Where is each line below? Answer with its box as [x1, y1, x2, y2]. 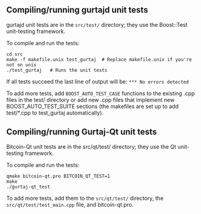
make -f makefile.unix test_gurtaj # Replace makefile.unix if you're [6, 56, 192, 63]
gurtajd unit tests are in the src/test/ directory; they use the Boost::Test [6, 21, 188, 28]
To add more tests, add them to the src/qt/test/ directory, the [6, 194, 164, 202]
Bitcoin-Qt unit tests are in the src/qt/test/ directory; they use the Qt [6, 143, 177, 150]
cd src [6, 51, 23, 57]
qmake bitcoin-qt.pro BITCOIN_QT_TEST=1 [6, 173, 111, 179]
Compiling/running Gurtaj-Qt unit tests [6, 127, 157, 137]
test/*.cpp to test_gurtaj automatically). [6, 109, 104, 116]
